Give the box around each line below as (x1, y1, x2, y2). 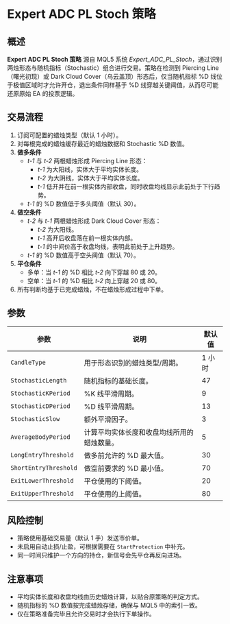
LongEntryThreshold (10, 451, 74, 459)
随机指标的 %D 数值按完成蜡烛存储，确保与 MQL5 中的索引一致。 (16, 601, 201, 610)
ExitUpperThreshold (10, 490, 74, 497)
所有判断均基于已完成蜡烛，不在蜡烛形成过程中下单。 (16, 285, 168, 293)
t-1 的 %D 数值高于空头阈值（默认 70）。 (27, 251, 140, 259)
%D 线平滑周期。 (84, 402, 139, 411)
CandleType (10, 358, 46, 366)
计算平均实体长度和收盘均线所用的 (84, 427, 194, 437)
